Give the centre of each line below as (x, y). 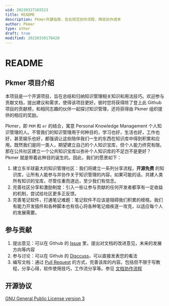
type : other (18, 29)
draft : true (18, 33)
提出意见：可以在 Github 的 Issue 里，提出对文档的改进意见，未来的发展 (87, 243)
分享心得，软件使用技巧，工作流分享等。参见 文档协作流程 (82, 268)
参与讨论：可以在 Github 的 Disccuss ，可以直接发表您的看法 (75, 255)
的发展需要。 (26, 212)
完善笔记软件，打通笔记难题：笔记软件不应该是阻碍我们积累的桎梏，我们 (88, 200)
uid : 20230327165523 (27, 10)
